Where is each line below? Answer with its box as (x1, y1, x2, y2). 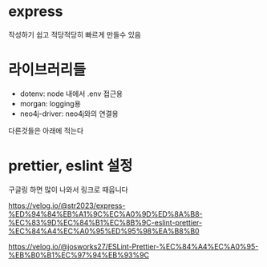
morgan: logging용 (19, 98, 82, 108)
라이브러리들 (8, 61, 87, 79)
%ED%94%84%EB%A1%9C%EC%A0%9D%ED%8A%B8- (8, 209, 203, 218)
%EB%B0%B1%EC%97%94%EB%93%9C (8, 250, 150, 260)
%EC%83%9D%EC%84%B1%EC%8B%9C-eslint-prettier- (8, 217, 203, 227)
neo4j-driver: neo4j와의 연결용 (19, 109, 119, 118)
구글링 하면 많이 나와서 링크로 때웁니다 (8, 185, 128, 194)
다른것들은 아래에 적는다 (8, 126, 84, 135)
